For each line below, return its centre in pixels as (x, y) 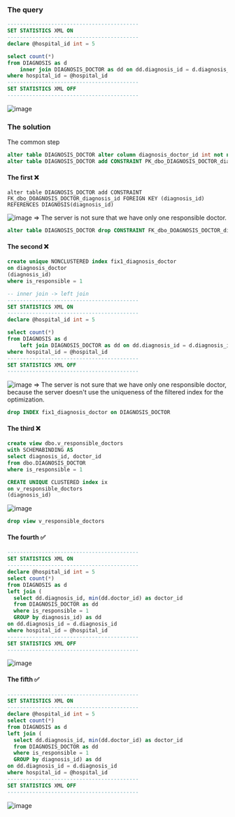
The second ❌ (28, 246)
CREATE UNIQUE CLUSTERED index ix (58, 482)
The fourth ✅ (27, 537)
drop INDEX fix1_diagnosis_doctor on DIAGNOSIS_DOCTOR (89, 413)
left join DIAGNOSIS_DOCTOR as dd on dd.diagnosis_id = (103, 345)
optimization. (26, 399)
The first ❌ (23, 177)
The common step (34, 142)
